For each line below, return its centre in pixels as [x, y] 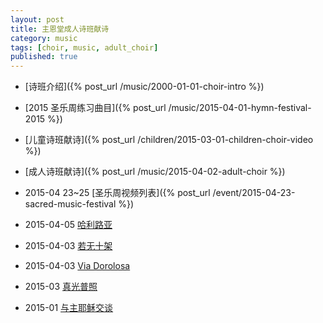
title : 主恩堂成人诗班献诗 [60, 29]
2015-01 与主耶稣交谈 [69, 308]
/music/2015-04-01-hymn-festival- [240, 108]
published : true [44, 57]
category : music [44, 38]
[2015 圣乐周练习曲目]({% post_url [95, 108]
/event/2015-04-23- [254, 193]
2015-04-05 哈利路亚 [68, 225]
